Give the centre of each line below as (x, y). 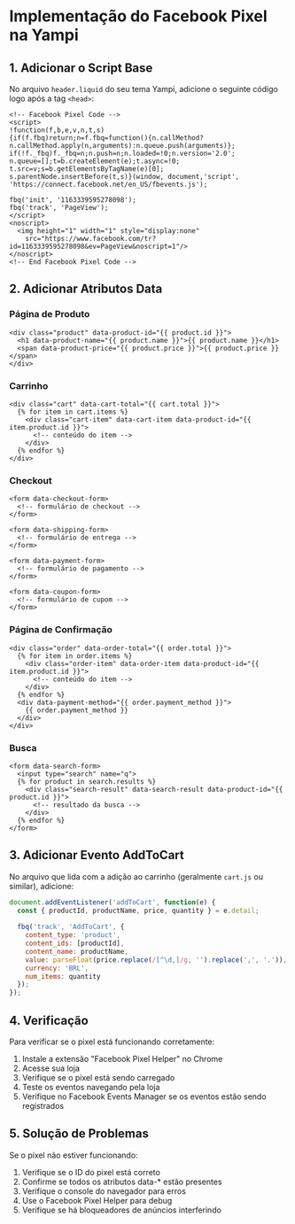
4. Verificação (49, 1020)
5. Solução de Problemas (79, 1134)
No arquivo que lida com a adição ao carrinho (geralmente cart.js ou (136, 876)
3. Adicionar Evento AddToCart (97, 855)
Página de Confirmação (61, 630)
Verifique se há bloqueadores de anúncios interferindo (121, 1210)
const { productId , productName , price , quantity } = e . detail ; (138, 910)
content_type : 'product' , (73, 935)
